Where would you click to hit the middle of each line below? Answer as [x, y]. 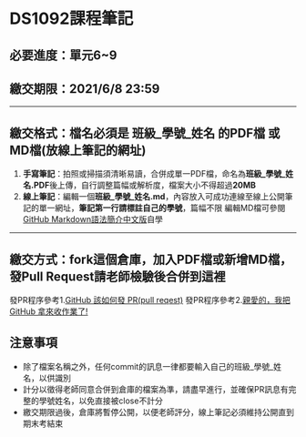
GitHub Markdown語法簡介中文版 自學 [93, 219]
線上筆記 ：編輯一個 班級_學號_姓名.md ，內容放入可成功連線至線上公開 [153, 197]
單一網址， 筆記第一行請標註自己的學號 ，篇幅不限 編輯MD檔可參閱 [162, 208]
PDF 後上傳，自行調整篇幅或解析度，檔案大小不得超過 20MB [145, 185]
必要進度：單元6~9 [63, 55]
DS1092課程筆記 [71, 19]
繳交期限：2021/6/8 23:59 [85, 89]
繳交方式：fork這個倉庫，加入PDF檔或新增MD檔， [151, 259]
